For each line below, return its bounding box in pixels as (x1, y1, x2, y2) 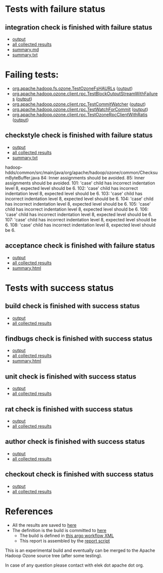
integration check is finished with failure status (5, 23, 152, 32)
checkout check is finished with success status (5, 470, 154, 479)
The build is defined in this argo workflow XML (19, 533, 114, 538)
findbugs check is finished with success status (5, 334, 153, 343)
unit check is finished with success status (5, 372, 136, 381)
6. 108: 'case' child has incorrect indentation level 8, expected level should (5, 222, 156, 228)
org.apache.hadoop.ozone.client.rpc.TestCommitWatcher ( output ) (12, 101, 146, 107)
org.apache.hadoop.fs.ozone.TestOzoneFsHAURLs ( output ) (12, 85, 133, 91)
